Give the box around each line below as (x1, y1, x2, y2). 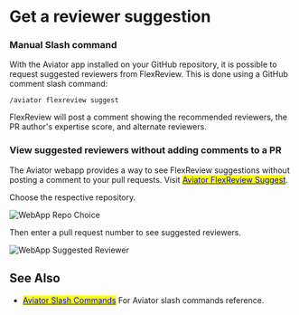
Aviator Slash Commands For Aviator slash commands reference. (22, 294, 265, 305)
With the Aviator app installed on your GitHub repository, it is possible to (9, 59, 277, 70)
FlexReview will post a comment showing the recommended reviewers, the (9, 111, 287, 123)
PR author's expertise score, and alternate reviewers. (9, 121, 208, 132)
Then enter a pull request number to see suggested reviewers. (9, 226, 242, 237)
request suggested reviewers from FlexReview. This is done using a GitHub (9, 69, 289, 80)
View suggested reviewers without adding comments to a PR (9, 144, 282, 157)
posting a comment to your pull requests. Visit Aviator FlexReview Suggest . (9, 174, 289, 185)
